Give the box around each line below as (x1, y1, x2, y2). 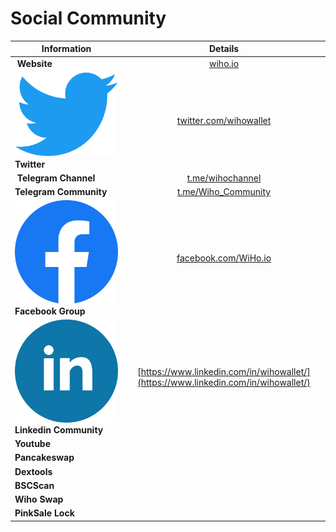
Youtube (14, 438, 52, 450)
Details (208, 43, 240, 55)
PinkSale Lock (14, 507, 75, 519)
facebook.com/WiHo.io (176, 252, 272, 264)
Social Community (10, 7, 167, 30)
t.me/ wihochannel (186, 172, 262, 184)
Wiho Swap (14, 493, 64, 506)
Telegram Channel (16, 172, 96, 184)
